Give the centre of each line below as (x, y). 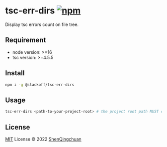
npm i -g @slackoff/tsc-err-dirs (40, 85)
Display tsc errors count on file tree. (42, 24)
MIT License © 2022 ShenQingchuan (43, 139)
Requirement (26, 40)
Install (15, 73)
